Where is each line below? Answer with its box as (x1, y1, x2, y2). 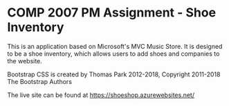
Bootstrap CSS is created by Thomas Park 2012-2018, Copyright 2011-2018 (7, 70, 221, 78)
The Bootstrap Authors (7, 77, 73, 85)
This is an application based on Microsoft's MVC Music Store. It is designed (7, 42, 223, 50)
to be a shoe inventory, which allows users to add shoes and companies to (7, 50, 220, 58)
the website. (7, 56, 43, 65)
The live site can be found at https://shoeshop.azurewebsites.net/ (7, 91, 195, 99)
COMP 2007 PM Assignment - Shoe (7, 5, 217, 21)
